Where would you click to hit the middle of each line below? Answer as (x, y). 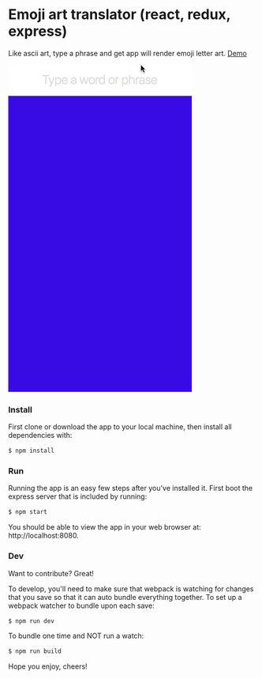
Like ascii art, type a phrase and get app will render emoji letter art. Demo (127, 53)
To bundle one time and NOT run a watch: (76, 636)
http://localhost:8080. (43, 536)
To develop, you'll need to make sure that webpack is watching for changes (131, 588)
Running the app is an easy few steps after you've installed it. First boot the (131, 489)
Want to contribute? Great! (51, 573)
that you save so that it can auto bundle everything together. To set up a (125, 597)
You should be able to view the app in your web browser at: (105, 527)
